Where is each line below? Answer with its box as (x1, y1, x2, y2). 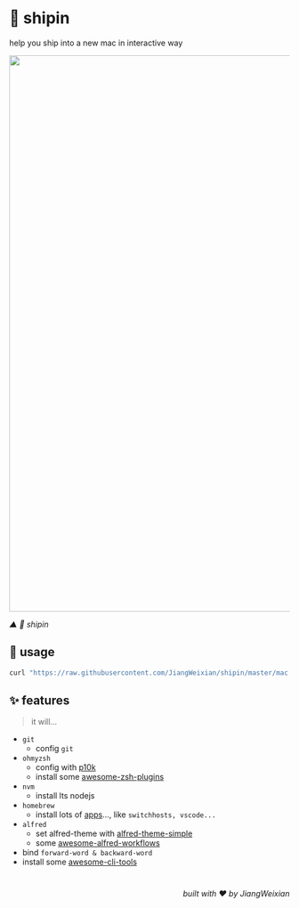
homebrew (21, 801, 55, 811)
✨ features (9, 693, 70, 709)
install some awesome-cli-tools (21, 856, 138, 867)
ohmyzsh (21, 754, 51, 764)
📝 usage (9, 645, 55, 660)
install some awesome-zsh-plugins (35, 772, 165, 782)
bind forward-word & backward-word (21, 847, 153, 858)
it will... (30, 717, 58, 727)
